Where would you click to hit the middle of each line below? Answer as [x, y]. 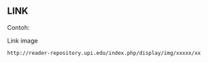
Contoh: [19, 27]
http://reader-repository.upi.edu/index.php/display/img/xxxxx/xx [104, 53]
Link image [23, 41]
